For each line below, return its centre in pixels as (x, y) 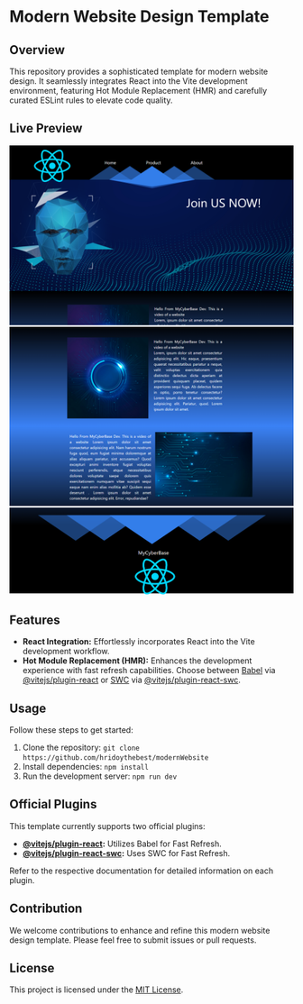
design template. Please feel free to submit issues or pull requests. (133, 940)
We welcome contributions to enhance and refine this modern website (140, 930)
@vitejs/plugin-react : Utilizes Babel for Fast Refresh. (122, 844)
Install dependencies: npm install (85, 767)
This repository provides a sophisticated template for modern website (139, 71)
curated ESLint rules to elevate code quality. (91, 100)
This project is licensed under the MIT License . (96, 990)
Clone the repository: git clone (81, 748)
